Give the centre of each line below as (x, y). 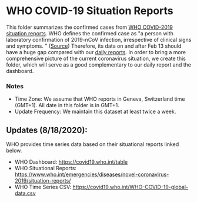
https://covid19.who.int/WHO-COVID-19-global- (131, 187)
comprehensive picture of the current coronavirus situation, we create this (96, 58)
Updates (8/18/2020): (47, 130)
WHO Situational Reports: (45, 168)
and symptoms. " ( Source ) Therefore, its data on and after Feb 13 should (94, 46)
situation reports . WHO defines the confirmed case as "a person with (90, 33)
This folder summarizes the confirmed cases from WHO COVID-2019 (90, 27)
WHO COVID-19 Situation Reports (90, 11)
